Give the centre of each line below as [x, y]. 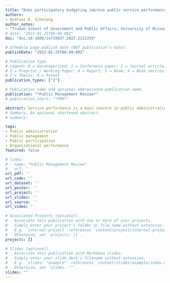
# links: [14, 160]
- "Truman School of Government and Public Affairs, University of [78, 29]
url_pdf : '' [18, 174]
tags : [11, 127]
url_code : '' [19, 178]
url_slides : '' [21, 197]
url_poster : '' [21, 188]
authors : [14, 15]
